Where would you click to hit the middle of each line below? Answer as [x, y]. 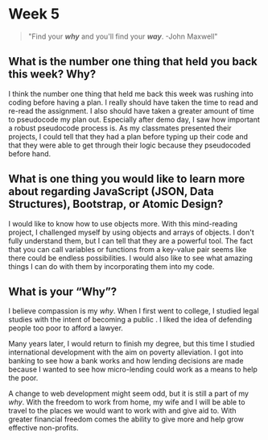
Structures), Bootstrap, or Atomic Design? [116, 204]
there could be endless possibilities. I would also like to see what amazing [131, 258]
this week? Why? [52, 75]
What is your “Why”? [63, 291]
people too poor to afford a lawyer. [66, 328]
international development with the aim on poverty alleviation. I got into [126, 352]
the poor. [23, 378]
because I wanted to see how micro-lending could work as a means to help [133, 369]
